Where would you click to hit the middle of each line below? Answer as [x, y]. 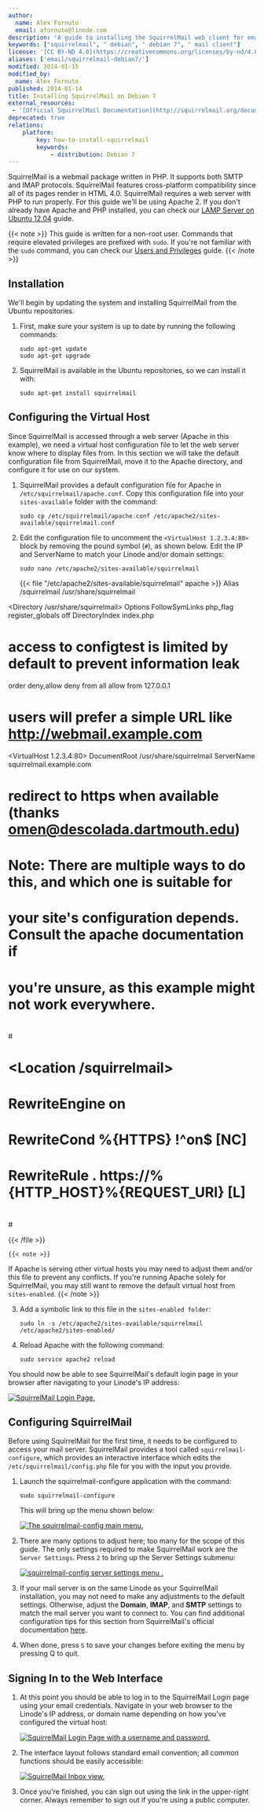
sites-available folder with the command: [88, 501]
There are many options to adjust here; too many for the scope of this [132, 1541]
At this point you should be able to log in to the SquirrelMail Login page [134, 1697]
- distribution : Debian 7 [92, 154]
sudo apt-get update [53, 349]
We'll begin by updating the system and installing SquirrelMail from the [123, 303]
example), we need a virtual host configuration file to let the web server [124, 445]
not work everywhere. [82, 1004]
